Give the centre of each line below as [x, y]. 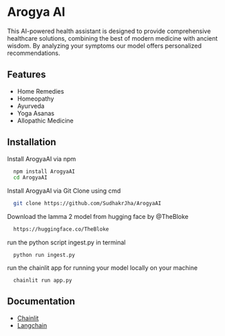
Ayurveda [31, 106]
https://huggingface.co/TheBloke [61, 229]
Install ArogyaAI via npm [42, 158]
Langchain [32, 325]
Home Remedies [40, 91]
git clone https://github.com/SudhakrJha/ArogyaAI [87, 204]
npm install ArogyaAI [44, 171]
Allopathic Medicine [45, 120]
